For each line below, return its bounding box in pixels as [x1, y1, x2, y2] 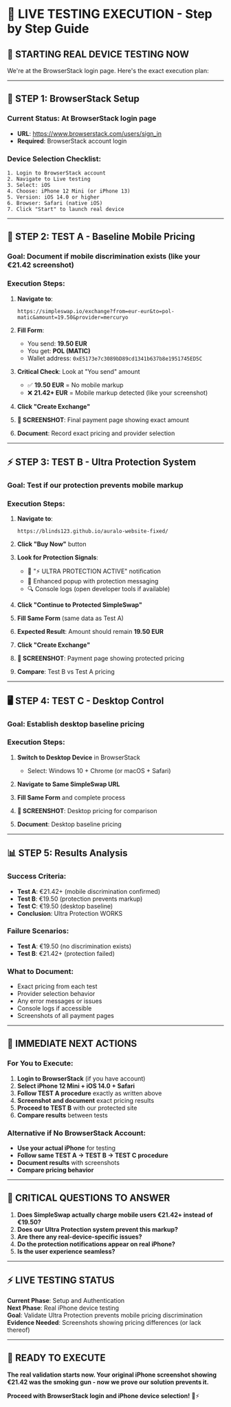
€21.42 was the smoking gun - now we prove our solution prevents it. [7, 1377, 209, 1386]
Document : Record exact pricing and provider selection [16, 429, 175, 437]
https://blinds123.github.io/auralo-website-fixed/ [16, 528, 168, 535]
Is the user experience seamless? [16, 1247, 115, 1255]
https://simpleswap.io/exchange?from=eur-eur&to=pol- [16, 308, 175, 315]
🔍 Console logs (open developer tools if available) [27, 585, 170, 593]
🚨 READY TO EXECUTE [7, 1352, 106, 1364]
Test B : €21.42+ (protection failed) [16, 949, 115, 957]
